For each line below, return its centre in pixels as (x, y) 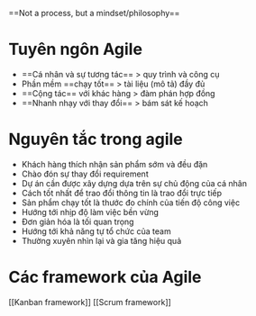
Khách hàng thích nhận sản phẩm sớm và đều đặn (114, 164)
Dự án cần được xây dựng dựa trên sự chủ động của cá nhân (134, 183)
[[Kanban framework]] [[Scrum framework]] (90, 302)
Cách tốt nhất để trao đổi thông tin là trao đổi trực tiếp (122, 193)
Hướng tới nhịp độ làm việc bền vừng (90, 212)
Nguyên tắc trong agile (96, 140)
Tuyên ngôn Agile (76, 50)
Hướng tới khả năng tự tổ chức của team (96, 231)
